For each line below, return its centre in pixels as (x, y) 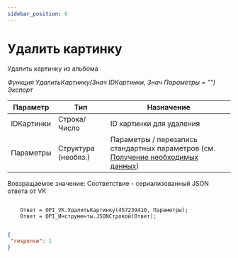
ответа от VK (27, 191)
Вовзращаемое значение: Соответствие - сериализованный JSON (108, 183)
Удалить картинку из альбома (53, 69)
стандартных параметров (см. (163, 148)
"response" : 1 (31, 241)
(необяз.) (74, 157)
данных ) (125, 165)
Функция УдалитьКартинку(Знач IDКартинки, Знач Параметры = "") (112, 82)
